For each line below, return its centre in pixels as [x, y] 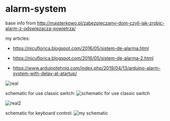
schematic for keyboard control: [39, 113]
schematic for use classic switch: [40, 93]
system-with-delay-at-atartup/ [45, 73]
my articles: [18, 38]
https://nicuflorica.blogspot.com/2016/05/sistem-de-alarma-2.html [83, 58]
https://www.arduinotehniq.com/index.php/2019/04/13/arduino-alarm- [87, 68]
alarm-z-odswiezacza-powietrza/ [41, 28]
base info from [21, 23]
